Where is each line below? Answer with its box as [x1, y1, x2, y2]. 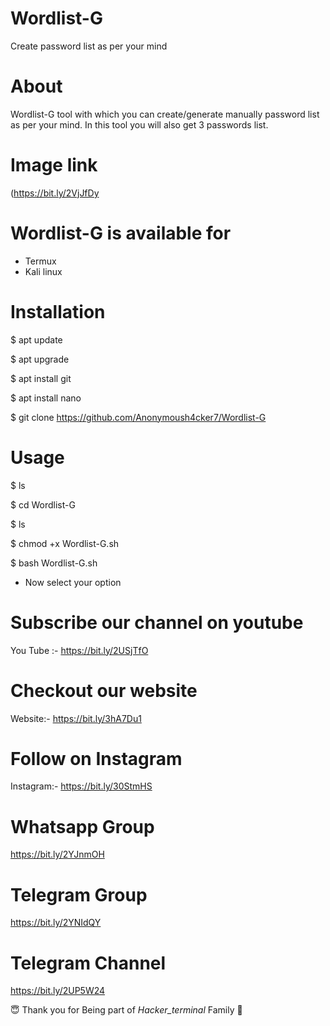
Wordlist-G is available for [10, 222, 232, 244]
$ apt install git [10, 372, 72, 384]
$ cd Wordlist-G [10, 498, 76, 511]
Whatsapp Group [10, 815, 155, 838]
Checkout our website [10, 679, 198, 702]
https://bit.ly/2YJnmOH [10, 848, 105, 861]
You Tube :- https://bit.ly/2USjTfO [10, 644, 149, 656]
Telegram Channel [10, 952, 167, 974]
